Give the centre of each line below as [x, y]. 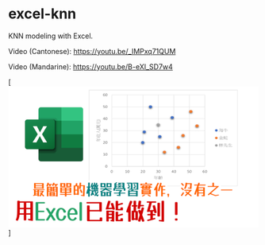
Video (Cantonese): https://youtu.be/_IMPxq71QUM [92, 51]
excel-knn [42, 14]
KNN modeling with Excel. [51, 36]
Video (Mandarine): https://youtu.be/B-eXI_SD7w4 [90, 66]
